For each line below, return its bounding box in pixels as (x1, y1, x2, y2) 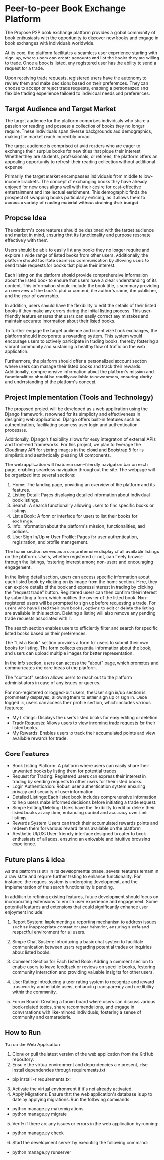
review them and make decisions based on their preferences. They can (5, 80, 148, 86)
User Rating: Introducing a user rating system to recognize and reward (12, 979, 154, 985)
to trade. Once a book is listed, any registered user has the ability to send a (5, 60, 157, 66)
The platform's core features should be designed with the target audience (5, 227, 154, 232)
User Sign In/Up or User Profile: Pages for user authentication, (12, 534, 138, 540)
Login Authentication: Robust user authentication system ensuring (12, 783, 146, 789)
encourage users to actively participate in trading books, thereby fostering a (5, 338, 159, 344)
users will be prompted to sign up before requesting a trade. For (26, 600, 156, 606)
